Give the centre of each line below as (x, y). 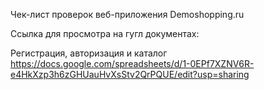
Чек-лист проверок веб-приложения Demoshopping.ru (127, 14)
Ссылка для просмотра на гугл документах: (105, 33)
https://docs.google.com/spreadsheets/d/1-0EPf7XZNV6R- (132, 63)
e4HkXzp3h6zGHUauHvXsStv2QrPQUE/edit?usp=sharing (130, 74)
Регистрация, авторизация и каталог (89, 53)
